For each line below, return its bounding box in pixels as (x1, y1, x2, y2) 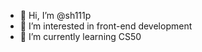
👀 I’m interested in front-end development (19, 20, 193, 32)
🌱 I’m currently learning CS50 (19, 31, 142, 42)
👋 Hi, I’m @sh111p (19, 10, 92, 21)
